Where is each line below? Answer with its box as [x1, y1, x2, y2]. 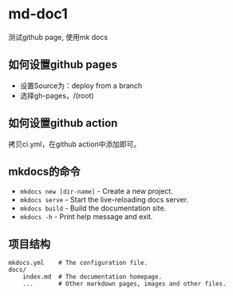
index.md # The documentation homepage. [22, 273, 162, 281]
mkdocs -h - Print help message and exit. [19, 212, 153, 222]
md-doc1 [8, 5, 68, 23]
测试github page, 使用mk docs [8, 32, 109, 42]
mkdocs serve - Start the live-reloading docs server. [19, 195, 189, 205]
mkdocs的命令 [8, 165, 81, 178]
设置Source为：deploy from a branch [19, 81, 143, 90]
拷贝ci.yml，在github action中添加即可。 [8, 139, 141, 149]
